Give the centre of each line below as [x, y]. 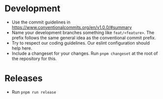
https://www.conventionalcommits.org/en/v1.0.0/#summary [72, 27]
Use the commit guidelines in [41, 22]
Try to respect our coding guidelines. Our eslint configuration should [81, 43]
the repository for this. [34, 58]
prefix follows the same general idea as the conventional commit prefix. [84, 38]
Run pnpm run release [34, 92]
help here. [22, 48]
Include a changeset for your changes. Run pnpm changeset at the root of [85, 53]
